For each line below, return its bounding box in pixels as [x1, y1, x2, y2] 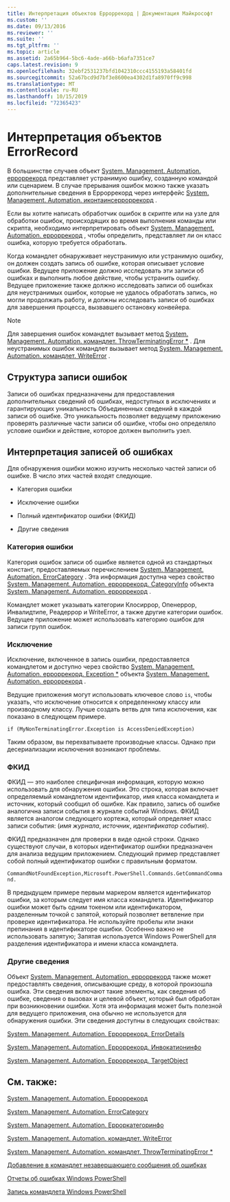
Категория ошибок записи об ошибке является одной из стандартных [7, 558, 213, 566]
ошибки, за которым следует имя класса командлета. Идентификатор [7, 896, 214, 904]
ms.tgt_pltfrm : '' [7, 42, 60, 49]
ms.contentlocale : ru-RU [7, 87, 78, 94]
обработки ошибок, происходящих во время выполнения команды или [7, 216, 216, 224]
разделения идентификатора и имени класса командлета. [7, 940, 179, 948]
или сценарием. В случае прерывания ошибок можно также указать [7, 181, 209, 189]
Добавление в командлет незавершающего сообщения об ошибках [7, 1161, 207, 1170]
